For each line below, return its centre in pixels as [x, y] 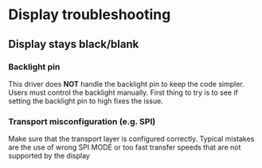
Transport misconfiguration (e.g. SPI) [82, 121]
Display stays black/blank [74, 44]
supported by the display [49, 156]
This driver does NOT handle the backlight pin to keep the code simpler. [126, 84]
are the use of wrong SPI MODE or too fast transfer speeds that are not [125, 147]
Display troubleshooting [90, 15]
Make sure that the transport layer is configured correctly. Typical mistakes [131, 139]
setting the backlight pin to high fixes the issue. [86, 100]
